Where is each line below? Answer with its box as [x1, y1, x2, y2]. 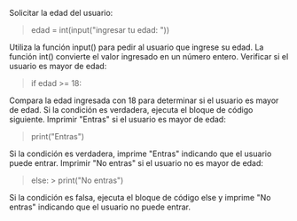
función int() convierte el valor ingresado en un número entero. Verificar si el [9, 51, 289, 61]
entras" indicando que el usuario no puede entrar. [9, 201, 191, 212]
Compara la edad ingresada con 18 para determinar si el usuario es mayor [9, 95, 279, 106]
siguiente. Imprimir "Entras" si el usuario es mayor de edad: [9, 114, 226, 124]
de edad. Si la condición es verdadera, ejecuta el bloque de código [9, 105, 254, 114]
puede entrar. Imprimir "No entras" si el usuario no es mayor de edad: [9, 158, 264, 168]
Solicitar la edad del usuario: [9, 8, 113, 18]
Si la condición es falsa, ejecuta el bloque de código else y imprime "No [9, 193, 271, 202]
